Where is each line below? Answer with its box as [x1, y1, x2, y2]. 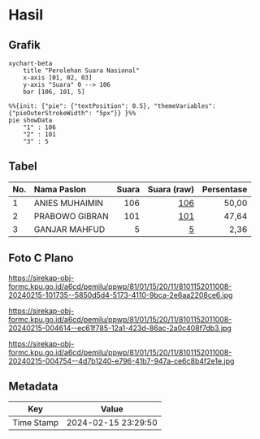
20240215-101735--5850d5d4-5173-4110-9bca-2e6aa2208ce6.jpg [8, 290, 233, 299]
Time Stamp [12, 417, 59, 428]
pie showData [8, 116, 53, 124]
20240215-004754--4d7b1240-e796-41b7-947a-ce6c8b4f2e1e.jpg [8, 355, 235, 366]
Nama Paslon [33, 183, 87, 195]
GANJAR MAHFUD [33, 223, 106, 235]
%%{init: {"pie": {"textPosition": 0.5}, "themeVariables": [8, 102, 217, 110]
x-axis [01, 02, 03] [23, 74, 93, 82]
